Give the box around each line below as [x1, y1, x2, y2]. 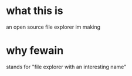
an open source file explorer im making [6, 23, 101, 30]
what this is [6, 4, 63, 18]
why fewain [6, 44, 64, 57]
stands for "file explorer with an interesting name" [6, 63, 127, 70]
